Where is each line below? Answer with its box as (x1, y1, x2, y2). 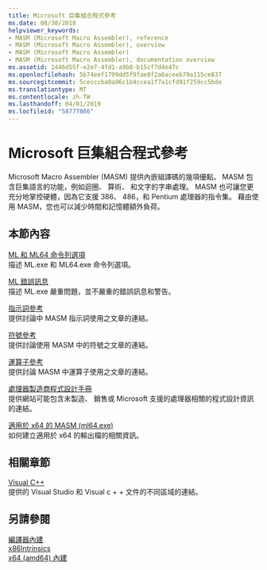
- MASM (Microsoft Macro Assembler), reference (8, 33, 169, 42)
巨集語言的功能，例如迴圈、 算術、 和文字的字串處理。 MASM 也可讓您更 (14, 182, 254, 191)
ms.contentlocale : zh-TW (8, 93, 91, 101)
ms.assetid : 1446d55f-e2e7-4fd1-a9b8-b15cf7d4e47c (8, 64, 180, 71)
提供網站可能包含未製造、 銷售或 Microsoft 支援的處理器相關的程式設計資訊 (8, 394, 254, 403)
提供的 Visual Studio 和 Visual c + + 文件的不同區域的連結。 (8, 487, 203, 496)
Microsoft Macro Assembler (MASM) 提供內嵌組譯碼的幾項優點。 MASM (8, 171, 245, 181)
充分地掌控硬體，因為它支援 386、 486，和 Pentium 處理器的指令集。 (8, 191, 236, 201)
